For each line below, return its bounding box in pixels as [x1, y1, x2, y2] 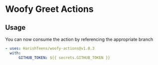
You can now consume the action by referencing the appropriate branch [5, 36, 154, 42]
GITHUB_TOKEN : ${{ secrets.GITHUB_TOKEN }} [18, 55, 111, 60]
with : [9, 51, 21, 56]
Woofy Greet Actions [5, 3, 94, 15]
